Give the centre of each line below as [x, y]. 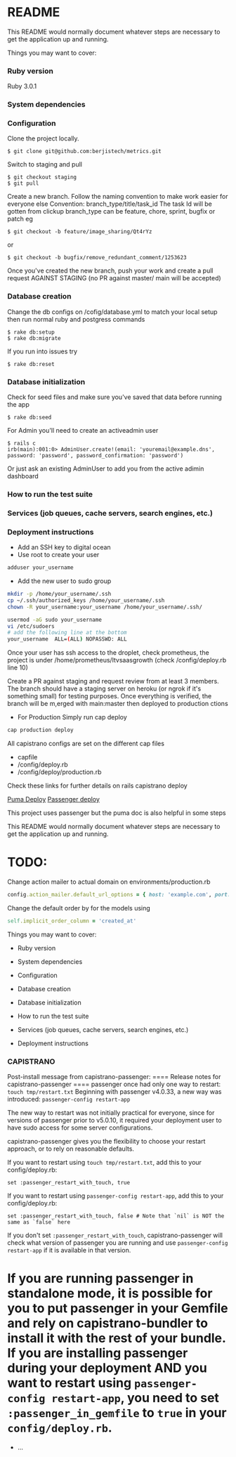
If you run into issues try [42, 351]
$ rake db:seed [29, 418]
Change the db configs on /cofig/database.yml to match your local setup [112, 312]
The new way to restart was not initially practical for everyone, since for [111, 1113]
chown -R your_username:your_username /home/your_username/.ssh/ [105, 607]
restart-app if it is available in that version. [69, 1250]
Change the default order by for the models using [79, 908]
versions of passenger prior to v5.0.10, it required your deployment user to [115, 1120]
